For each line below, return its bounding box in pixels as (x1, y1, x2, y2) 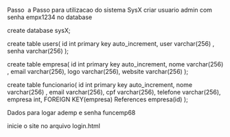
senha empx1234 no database (7, 13, 93, 21)
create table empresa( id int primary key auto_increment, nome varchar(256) (7, 60, 224, 68)
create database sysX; (7, 27, 71, 34)
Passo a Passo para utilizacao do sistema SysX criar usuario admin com (7, 6, 213, 14)
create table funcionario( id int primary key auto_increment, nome (7, 81, 193, 88)
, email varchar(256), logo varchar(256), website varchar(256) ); (7, 68, 189, 75)
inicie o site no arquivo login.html (7, 122, 101, 129)
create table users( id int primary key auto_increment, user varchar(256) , (7, 40, 215, 47)
